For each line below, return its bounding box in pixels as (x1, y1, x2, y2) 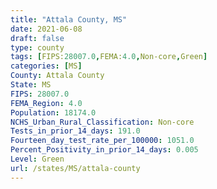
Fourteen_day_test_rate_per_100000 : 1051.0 (10, 136, 195, 146)
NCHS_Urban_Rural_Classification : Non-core (10, 117, 195, 127)
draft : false (10, 33, 65, 43)
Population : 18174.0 (10, 107, 97, 118)
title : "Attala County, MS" (10, 14, 128, 25)
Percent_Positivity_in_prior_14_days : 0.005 (10, 145, 199, 155)
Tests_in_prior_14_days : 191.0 (10, 126, 141, 136)
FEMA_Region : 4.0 (10, 98, 83, 108)
